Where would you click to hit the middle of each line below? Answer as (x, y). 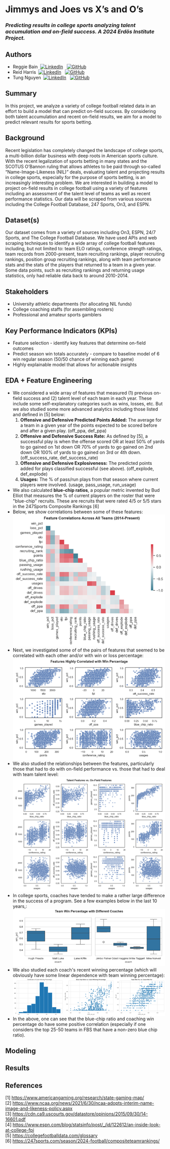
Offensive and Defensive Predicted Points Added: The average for (91, 420)
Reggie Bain (25, 67)
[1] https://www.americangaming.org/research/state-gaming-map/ (75, 1098)
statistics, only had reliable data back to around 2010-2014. (67, 276)
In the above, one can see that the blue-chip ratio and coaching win (83, 1019)
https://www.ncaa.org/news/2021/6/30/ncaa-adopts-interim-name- (83, 1103)
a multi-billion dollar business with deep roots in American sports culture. (82, 156)
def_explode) (34, 474)
